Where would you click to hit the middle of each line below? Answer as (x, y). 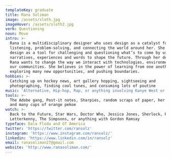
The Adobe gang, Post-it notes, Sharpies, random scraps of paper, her (88, 100)
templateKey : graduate (29, 10)
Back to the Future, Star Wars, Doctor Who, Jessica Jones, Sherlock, (86, 114)
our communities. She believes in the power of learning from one (82, 67)
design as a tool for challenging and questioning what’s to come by (85, 52)
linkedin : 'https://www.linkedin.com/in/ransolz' (59, 138)
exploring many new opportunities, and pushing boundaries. (75, 72)
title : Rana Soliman (27, 15)
